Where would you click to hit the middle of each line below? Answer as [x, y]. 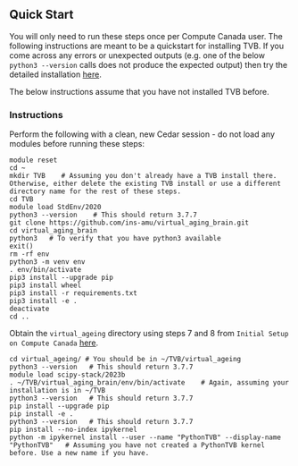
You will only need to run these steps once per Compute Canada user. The [146, 36]
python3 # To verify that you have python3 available [115, 239]
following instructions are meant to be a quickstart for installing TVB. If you [147, 46]
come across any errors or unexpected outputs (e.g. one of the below [137, 55]
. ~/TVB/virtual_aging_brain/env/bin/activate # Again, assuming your [149, 383]
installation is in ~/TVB [57, 391]
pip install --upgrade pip [59, 406]
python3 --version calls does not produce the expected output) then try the [149, 64]
